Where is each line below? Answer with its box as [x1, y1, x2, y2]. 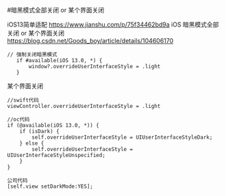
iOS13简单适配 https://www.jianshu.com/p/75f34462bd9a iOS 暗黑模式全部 [7, 20, 219, 29]
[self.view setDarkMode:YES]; [7, 183, 94, 190]
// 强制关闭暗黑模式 [7, 51, 58, 58]
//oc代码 [7, 116, 30, 123]
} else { [19, 140, 45, 147]
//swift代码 [7, 97, 39, 104]
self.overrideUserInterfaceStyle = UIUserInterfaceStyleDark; [32, 134, 213, 141]
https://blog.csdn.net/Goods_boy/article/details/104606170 [7, 37, 174, 44]
